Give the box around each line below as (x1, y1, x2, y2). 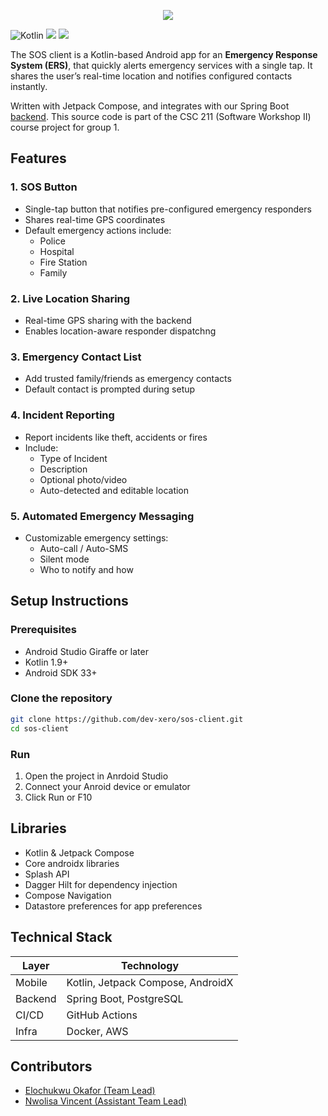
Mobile (15, 975, 48, 989)
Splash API (24, 868, 70, 880)
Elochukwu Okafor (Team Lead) (24, 1085, 156, 1097)
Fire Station (39, 256, 88, 268)
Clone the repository (10, 691, 113, 705)
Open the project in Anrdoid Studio (24, 770, 169, 782)
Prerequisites (10, 623, 77, 637)
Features (10, 150, 67, 167)
